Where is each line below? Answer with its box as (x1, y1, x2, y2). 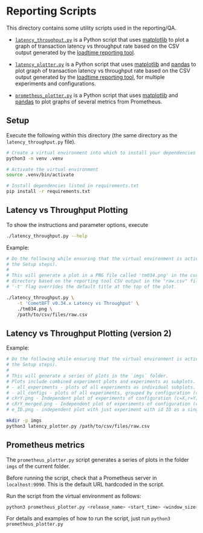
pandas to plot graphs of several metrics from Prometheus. (14, 98, 163, 105)
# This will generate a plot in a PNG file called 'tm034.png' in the (6, 272, 188, 279)
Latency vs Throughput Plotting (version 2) (6, 328, 172, 338)
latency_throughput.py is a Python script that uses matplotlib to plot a (14, 36, 189, 43)
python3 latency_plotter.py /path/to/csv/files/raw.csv (6, 423, 150, 429)
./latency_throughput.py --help (6, 233, 88, 239)
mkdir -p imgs (6, 417, 42, 423)
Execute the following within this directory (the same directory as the (6, 131, 178, 139)
